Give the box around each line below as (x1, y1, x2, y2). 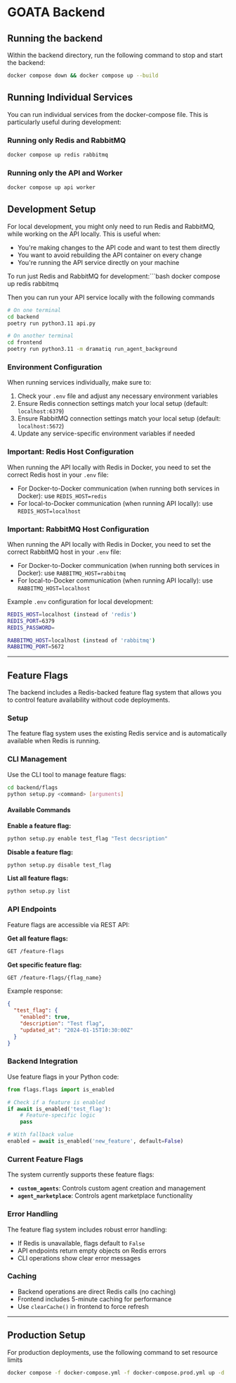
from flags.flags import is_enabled (7, 1086, 114, 1093)
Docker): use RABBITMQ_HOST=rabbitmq (17, 569, 126, 577)
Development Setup (7, 204, 96, 216)
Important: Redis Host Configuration (7, 447, 134, 457)
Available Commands (7, 806, 71, 814)
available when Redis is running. (7, 737, 100, 745)
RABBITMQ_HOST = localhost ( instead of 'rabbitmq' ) (7, 637, 156, 644)
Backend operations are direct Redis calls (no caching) (17, 1287, 176, 1296)
